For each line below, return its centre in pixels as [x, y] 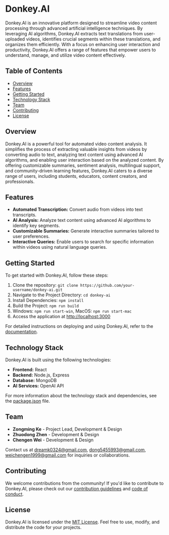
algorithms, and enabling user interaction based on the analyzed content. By [84, 160]
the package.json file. [28, 401]
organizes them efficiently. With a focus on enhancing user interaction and [83, 44]
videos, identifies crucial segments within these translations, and [93, 39]
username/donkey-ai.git [38, 290]
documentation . [22, 332]
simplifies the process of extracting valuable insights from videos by [76, 149]
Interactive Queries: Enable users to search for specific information [83, 242]
